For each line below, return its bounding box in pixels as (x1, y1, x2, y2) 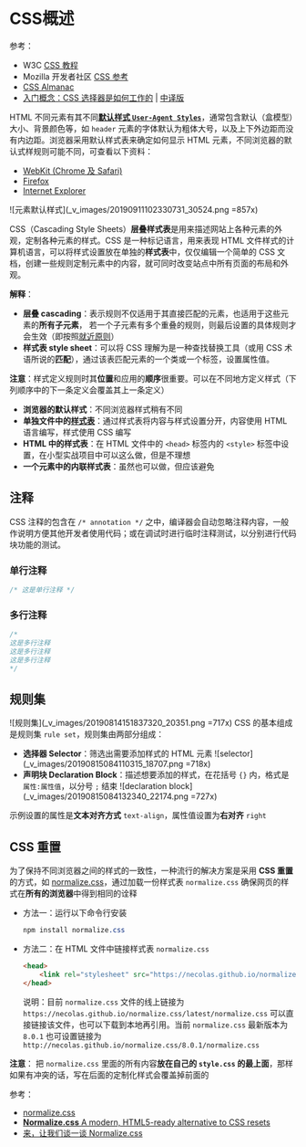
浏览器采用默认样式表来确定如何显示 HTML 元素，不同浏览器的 (48, 134, 284, 145)
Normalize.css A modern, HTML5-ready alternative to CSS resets (22, 1116, 270, 1128)
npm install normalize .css (22, 926, 126, 935)
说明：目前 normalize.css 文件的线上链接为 (22, 996, 185, 1007)
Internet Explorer (22, 184, 87, 196)
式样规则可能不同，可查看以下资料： (16, 145, 153, 156)
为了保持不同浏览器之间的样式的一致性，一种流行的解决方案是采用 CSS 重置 (9, 865, 293, 877)
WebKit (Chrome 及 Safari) (22, 165, 123, 176)
